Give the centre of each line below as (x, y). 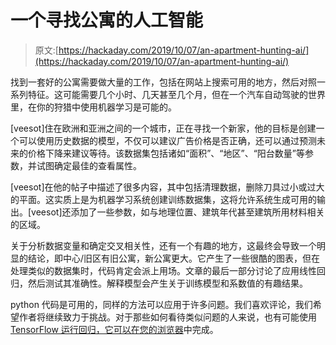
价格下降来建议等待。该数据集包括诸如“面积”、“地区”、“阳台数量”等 (166, 153)
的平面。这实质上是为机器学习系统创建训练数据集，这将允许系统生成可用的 (163, 199)
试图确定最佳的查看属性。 (89, 165)
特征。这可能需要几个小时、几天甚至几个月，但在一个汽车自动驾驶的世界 (176, 94)
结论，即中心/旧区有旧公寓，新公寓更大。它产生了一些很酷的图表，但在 (174, 258)
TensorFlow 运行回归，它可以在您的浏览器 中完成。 (114, 329)
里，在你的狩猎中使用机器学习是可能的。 (93, 107)
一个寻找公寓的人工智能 (107, 20)
